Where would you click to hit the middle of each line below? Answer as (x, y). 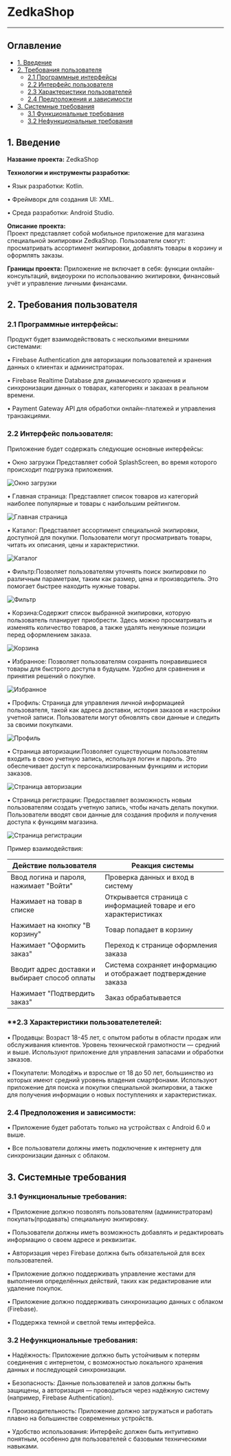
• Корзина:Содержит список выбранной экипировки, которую (99, 613)
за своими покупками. (40, 724)
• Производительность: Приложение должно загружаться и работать (110, 1411)
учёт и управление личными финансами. (67, 283)
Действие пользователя (54, 865)
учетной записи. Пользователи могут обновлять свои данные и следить (114, 717)
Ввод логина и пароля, (48, 877)
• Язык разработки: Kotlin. (45, 186)
